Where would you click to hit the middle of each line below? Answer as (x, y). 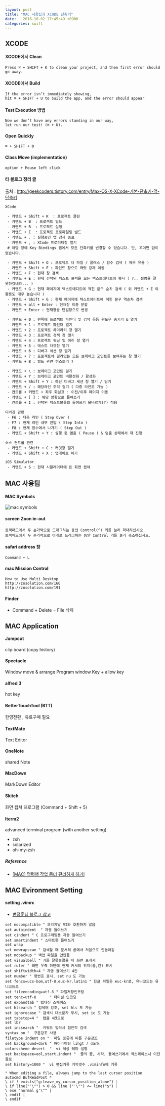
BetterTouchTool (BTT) (29, 705)
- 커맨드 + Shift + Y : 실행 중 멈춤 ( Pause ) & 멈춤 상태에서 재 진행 (75, 433)
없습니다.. (14, 253)
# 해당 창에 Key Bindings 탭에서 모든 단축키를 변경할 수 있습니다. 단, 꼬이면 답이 (83, 248)
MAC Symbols (20, 496)
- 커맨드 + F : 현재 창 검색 (33, 273)
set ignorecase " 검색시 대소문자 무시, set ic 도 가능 (58, 1013)
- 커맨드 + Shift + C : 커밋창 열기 (41, 448)
